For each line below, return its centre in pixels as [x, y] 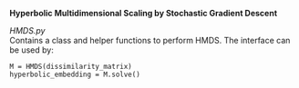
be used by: [32, 50]
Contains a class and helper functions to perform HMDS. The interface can [150, 40]
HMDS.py [27, 30]
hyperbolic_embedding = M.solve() [75, 74]
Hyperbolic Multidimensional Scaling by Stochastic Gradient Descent [144, 13]
